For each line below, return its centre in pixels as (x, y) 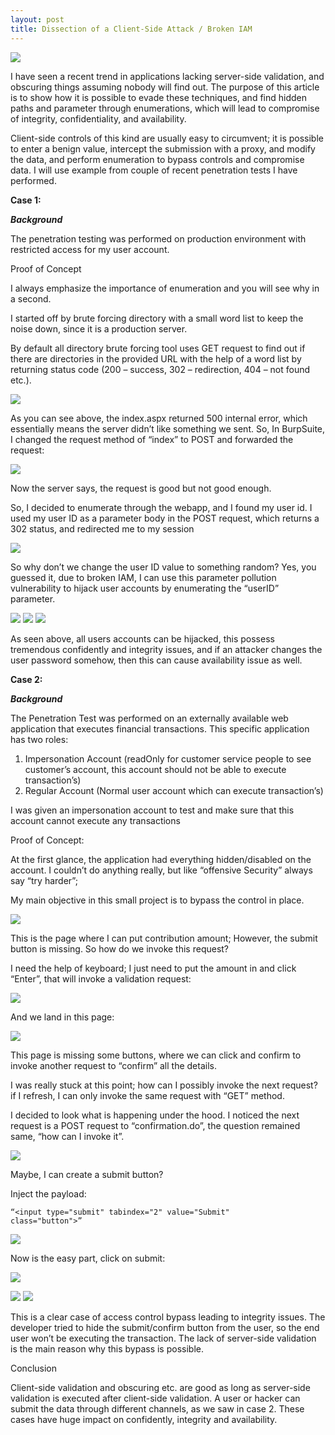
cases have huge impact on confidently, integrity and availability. (144, 1419)
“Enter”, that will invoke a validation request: (101, 978)
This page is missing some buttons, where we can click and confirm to (156, 1055)
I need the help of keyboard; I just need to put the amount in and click (153, 968)
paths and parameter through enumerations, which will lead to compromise (165, 108)
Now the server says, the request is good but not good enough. (141, 488)
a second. (31, 298)
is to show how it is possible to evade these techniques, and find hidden (159, 97)
